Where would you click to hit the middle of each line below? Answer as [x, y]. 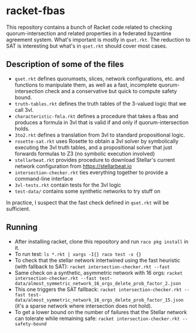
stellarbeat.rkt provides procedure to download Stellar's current [95, 159]
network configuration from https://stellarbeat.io [73, 166]
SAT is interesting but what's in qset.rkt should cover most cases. [87, 46]
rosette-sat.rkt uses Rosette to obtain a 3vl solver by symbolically [97, 141]
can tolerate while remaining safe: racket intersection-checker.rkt [97, 318]
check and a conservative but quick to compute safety [111, 91]
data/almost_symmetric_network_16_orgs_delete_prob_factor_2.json [98, 284]
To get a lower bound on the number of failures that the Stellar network [101, 312]
